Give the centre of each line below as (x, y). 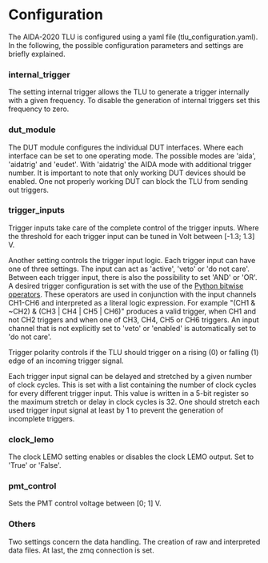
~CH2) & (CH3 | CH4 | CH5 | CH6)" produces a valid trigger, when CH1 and (132, 311)
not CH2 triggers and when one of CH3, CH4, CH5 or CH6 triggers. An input (134, 319)
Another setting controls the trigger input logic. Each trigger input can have (132, 260)
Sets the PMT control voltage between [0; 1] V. (85, 503)
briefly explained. (37, 54)
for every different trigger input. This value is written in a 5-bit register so (129, 393)
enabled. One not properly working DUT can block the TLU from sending (128, 181)
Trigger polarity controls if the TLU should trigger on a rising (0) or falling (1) (134, 352)
